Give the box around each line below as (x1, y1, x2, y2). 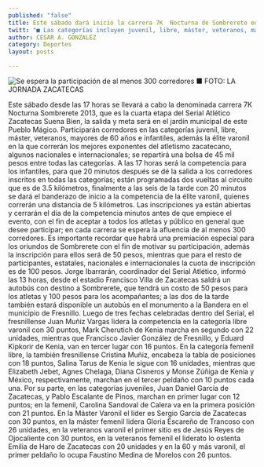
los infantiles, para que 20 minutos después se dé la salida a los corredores (8, 166, 253, 176)
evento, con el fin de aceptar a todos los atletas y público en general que (8, 217, 244, 226)
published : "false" (8, 11, 72, 20)
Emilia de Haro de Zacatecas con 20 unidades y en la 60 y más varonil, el (8, 442, 246, 451)
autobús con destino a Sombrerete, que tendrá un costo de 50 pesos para (8, 283, 248, 293)
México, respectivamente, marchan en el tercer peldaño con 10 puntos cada (8, 375, 255, 385)
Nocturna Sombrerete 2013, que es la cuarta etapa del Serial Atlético (8, 108, 230, 118)
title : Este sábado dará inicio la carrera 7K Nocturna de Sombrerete (8, 19, 247, 27)
